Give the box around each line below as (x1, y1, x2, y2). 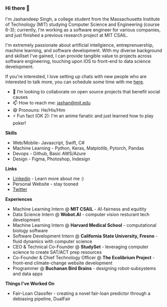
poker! (12, 120, 26, 126)
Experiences (5, 196, 32, 202)
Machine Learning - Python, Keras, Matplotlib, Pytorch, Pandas (12, 145, 144, 151)
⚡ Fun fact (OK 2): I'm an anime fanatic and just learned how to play (12, 113, 154, 119)
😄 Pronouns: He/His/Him (12, 107, 66, 113)
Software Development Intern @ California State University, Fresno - (12, 233, 158, 239)
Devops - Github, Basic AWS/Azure (12, 151, 86, 157)
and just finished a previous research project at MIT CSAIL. (5, 32, 128, 39)
